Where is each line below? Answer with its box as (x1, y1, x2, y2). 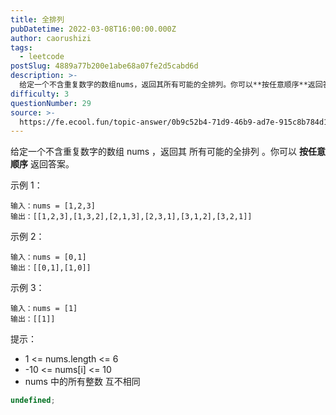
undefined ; (10, 396, 56, 406)
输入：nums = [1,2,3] (10, 201, 96, 211)
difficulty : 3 (10, 89, 70, 99)
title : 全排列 (10, 14, 65, 25)
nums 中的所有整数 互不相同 (24, 376, 141, 388)
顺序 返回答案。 (10, 158, 75, 170)
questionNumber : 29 (10, 98, 92, 108)
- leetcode (19, 52, 65, 62)
